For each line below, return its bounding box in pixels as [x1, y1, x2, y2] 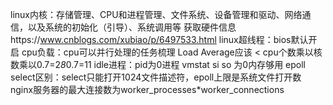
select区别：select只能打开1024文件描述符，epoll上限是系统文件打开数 [10, 71, 302, 83]
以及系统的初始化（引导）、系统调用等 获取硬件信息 [27, 21, 237, 33]
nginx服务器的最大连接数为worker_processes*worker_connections [10, 84, 285, 95]
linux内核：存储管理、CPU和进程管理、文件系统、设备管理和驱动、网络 [10, 9, 303, 20]
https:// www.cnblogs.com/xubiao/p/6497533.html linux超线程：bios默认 [10, 34, 309, 45]
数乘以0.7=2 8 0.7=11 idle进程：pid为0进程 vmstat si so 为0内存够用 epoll [10, 59, 306, 70]
